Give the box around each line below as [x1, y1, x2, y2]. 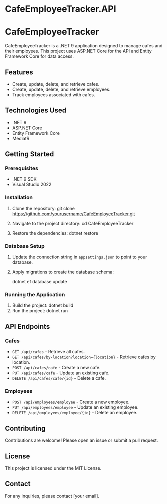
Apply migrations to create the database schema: [12, 269, 114, 275]
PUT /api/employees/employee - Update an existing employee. [12, 404, 139, 410]
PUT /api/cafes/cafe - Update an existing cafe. [12, 370, 110, 376]
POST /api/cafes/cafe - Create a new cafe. [12, 365, 101, 371]
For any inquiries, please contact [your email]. [5, 493, 100, 499]
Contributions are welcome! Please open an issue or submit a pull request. [5, 437, 158, 443]
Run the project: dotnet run [12, 308, 68, 314]
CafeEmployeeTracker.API [5, 3, 116, 15]
